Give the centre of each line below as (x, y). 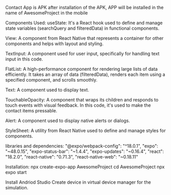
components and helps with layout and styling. (55, 44)
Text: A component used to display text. (47, 90)
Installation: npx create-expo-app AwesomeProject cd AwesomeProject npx (85, 167)
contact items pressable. (31, 111)
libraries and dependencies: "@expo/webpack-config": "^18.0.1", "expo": (82, 146)
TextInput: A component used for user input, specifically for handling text (82, 54)
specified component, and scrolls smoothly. (51, 80)
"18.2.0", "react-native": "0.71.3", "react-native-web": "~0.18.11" (72, 157)
